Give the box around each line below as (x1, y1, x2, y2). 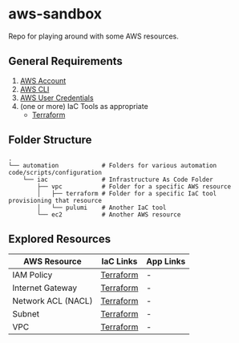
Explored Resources (8, 232, 111, 245)
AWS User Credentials (19, 93, 94, 103)
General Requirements (8, 54, 123, 68)
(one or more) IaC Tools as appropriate (19, 101, 148, 111)
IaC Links (101, 256, 138, 267)
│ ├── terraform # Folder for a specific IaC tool (37, 189, 217, 197)
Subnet (12, 309, 40, 320)
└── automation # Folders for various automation (8, 161, 217, 169)
